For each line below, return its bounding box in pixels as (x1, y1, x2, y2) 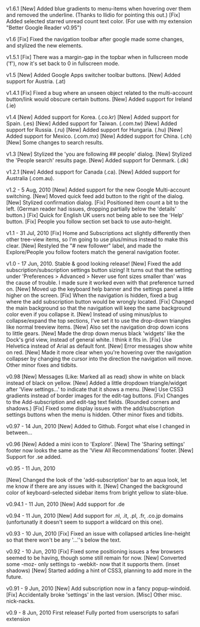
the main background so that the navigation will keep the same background (6, 304, 192, 311)
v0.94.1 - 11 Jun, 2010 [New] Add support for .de (6, 501, 125, 508)
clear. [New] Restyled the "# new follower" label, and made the (6, 242, 161, 249)
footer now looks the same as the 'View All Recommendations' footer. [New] (6, 447, 194, 454)
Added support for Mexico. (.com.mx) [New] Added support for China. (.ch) (6, 132, 192, 140)
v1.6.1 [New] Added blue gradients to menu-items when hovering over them (6, 5, 192, 12)
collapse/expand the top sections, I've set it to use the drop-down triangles (6, 317, 191, 324)
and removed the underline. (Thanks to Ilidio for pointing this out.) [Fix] (6, 11, 180, 18)
